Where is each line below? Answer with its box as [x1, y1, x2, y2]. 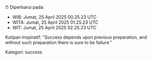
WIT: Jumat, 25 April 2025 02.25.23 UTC [12, 25, 97, 30]
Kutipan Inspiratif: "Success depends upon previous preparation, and [5, 34, 147, 40]
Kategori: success [5, 49, 42, 55]
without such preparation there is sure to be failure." [5, 40, 112, 45]
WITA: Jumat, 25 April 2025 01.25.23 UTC [12, 19, 99, 25]
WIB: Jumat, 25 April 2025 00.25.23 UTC [12, 14, 97, 20]
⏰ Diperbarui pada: [5, 4, 45, 10]
